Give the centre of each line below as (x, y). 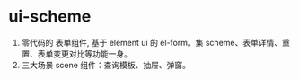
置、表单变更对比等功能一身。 (76, 53)
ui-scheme (50, 17)
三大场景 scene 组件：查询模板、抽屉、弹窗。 (106, 65)
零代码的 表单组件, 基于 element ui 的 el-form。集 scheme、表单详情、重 (156, 42)
